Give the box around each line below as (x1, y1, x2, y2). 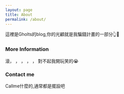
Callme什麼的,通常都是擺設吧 (5, 83, 66, 89)
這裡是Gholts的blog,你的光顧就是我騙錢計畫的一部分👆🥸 (5, 31, 119, 37)
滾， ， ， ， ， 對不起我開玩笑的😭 (5, 58, 79, 64)
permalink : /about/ (5, 17, 46, 22)
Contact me (5, 71, 35, 78)
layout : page (5, 7, 33, 13)
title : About (5, 12, 33, 17)
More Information (5, 46, 49, 53)
